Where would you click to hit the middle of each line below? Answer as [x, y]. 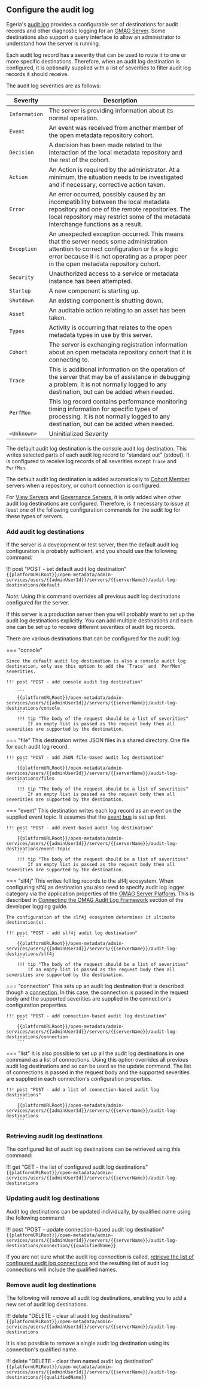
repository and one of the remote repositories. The [120, 209]
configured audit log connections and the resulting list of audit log [87, 1263]
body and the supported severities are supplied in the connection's [89, 999]
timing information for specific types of [103, 409]
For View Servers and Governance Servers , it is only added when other [94, 497]
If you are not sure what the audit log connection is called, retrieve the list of [100, 1257]
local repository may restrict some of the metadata [120, 217]
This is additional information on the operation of [117, 369]
